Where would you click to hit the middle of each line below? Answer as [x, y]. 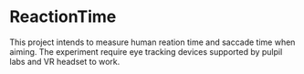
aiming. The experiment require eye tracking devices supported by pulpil [146, 51]
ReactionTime [63, 17]
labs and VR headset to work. [65, 61]
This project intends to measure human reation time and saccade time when [152, 42]
